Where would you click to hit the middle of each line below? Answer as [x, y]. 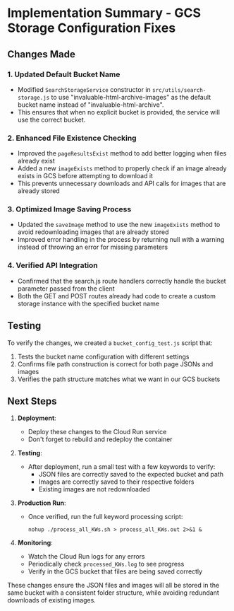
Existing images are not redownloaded [94, 489]
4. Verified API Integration [53, 265]
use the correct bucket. [51, 120]
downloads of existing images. [52, 600]
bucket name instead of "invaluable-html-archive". [91, 105]
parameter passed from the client [66, 289]
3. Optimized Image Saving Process [69, 209]
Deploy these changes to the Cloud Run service [97, 432]
